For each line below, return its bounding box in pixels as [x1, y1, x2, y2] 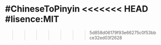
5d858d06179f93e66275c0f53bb [89, 30, 157, 35]
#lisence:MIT [5, 14, 60, 25]
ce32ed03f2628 [89, 35, 122, 41]
